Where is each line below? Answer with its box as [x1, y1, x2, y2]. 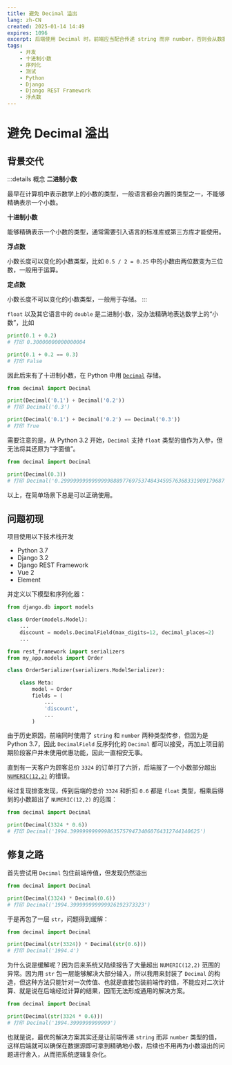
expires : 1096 [7, 29, 48, 37]
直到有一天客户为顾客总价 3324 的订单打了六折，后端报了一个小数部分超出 [7, 763, 217, 772]
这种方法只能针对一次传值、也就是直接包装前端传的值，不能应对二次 [25, 978, 219, 986]
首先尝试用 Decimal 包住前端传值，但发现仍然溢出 [7, 869, 147, 877]
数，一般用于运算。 [7, 266, 62, 274]
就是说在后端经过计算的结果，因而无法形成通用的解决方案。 [19, 987, 188, 995]
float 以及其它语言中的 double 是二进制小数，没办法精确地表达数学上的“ [7, 310, 213, 318]
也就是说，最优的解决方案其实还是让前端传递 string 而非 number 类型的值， [7, 1032, 221, 1041]
